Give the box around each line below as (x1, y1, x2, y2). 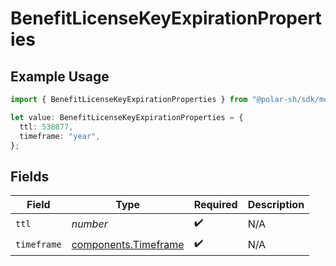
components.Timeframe (71, 237, 185, 251)
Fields (10, 168, 50, 185)
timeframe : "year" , (19, 131, 101, 141)
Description (247, 198, 305, 212)
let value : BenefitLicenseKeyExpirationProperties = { (10, 112, 244, 122)
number (71, 217, 108, 231)
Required (193, 198, 238, 212)
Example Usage (10, 68, 110, 85)
